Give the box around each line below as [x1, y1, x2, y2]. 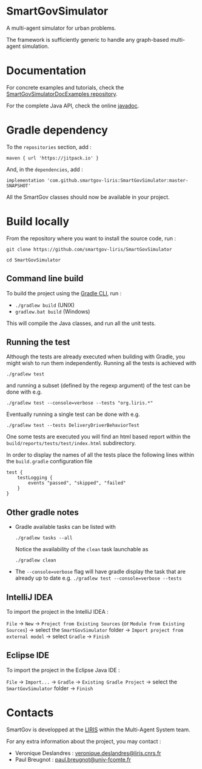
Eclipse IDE [6, 650, 50, 660]
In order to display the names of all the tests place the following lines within [6, 451, 195, 458]
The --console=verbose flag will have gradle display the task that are [15, 568, 186, 576]
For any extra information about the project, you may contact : [6, 737, 161, 745]
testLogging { [17, 475, 53, 481]
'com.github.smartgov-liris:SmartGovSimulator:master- [47, 177, 189, 183]
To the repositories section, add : [6, 143, 92, 150]
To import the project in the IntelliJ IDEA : [6, 608, 109, 615]
